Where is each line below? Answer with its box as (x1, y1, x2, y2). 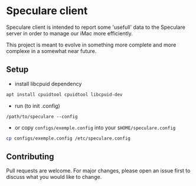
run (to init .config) (14, 102, 60, 109)
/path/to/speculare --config (6, 114, 78, 119)
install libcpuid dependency (14, 80, 82, 87)
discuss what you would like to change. (6, 174, 102, 181)
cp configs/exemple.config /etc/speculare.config (6, 135, 131, 141)
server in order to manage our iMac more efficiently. (6, 29, 133, 36)
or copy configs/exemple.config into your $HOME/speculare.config (14, 124, 176, 131)
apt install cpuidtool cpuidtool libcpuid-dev (6, 91, 123, 98)
